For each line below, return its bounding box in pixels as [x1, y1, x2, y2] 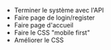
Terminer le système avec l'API [13, 6, 104, 14]
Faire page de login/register [13, 13, 95, 22]
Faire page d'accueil [13, 21, 74, 29]
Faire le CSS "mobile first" [13, 28, 90, 37]
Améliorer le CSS [13, 36, 64, 44]
